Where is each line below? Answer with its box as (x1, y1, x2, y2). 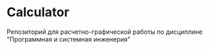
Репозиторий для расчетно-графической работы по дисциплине (6, 27, 203, 36)
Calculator (6, 4, 70, 20)
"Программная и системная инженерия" (6, 35, 131, 43)
